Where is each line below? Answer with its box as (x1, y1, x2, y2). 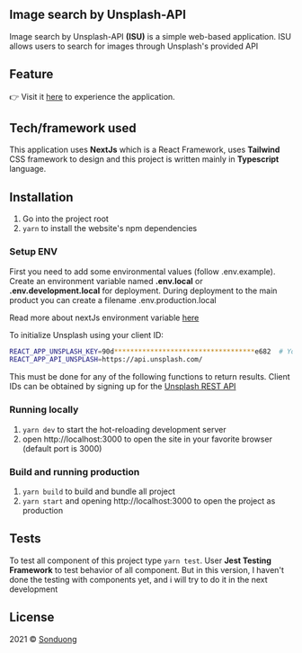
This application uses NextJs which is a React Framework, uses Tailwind (9, 144, 280, 156)
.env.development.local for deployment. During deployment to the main (9, 285, 278, 296)
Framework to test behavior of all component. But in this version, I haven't (9, 564, 285, 575)
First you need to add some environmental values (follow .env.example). (9, 265, 276, 277)
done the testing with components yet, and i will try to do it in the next (9, 574, 268, 585)
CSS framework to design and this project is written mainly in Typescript (9, 154, 280, 165)
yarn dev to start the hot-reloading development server (22, 424, 226, 434)
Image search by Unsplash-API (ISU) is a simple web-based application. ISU (9, 31, 292, 41)
